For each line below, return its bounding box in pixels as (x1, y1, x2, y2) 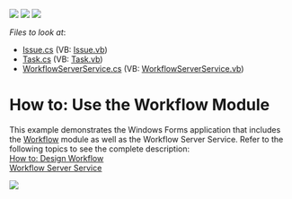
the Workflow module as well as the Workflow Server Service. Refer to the (9, 134, 284, 144)
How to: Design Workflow (9, 152, 104, 163)
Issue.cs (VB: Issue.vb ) (22, 45, 108, 55)
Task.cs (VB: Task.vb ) (22, 54, 103, 65)
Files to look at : (9, 27, 66, 38)
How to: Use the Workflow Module (9, 95, 270, 116)
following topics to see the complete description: (9, 143, 190, 154)
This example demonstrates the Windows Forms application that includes (9, 124, 281, 134)
